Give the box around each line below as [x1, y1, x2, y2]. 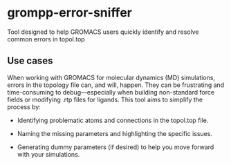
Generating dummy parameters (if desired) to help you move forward [17, 143, 214, 151]
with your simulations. [17, 150, 80, 158]
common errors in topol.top [7, 35, 85, 43]
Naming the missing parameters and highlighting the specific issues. [17, 129, 213, 137]
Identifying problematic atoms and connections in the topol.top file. [17, 116, 209, 124]
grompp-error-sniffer [7, 5, 133, 21]
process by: [7, 102, 41, 111]
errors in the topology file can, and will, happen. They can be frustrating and [7, 81, 225, 89]
